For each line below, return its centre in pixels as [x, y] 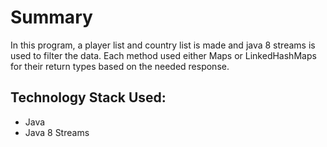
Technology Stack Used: [88, 97]
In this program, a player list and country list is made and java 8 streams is [163, 45]
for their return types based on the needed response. [120, 66]
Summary [51, 17]
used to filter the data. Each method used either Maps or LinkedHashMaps [163, 55]
